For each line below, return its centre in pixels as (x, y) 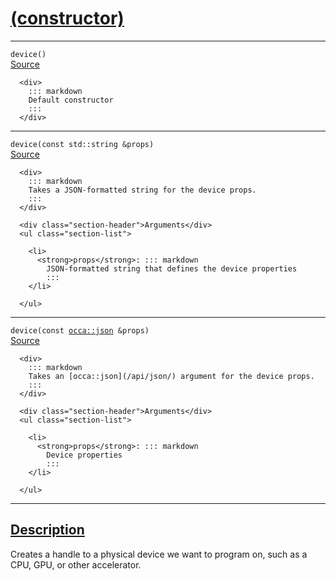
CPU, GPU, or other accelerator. (76, 564)
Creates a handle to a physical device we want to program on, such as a (159, 554)
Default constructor (71, 100)
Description (47, 530)
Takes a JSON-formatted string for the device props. (142, 190)
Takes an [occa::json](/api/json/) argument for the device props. (171, 376)
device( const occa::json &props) (80, 330)
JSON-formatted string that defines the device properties (172, 268)
